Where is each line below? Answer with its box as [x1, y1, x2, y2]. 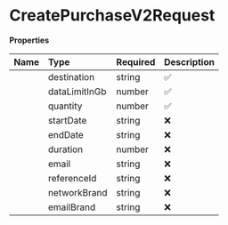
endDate [47, 128, 85, 141]
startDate [47, 114, 87, 126]
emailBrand [47, 201, 96, 213]
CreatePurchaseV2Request [9, 5, 216, 26]
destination [47, 70, 95, 83]
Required [116, 55, 156, 68]
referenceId [47, 172, 97, 184]
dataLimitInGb [47, 85, 107, 98]
